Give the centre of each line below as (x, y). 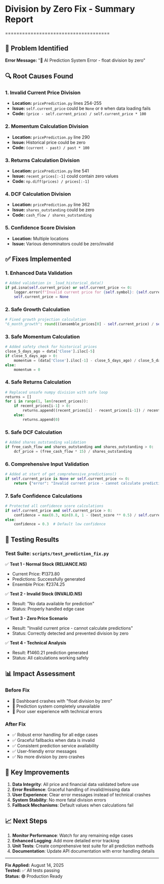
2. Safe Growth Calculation (37, 309)
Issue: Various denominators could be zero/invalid (63, 244)
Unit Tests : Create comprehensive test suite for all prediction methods (83, 846)
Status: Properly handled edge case (48, 609)
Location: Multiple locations (41, 238)
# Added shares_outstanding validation (46, 442)
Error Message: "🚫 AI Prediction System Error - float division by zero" (75, 60)
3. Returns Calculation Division (42, 160)
